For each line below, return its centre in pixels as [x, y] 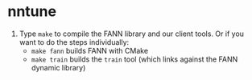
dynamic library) [58, 67]
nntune [32, 12]
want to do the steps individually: [74, 42]
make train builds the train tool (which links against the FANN [134, 59]
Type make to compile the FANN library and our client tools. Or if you [132, 34]
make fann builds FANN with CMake [90, 50]
